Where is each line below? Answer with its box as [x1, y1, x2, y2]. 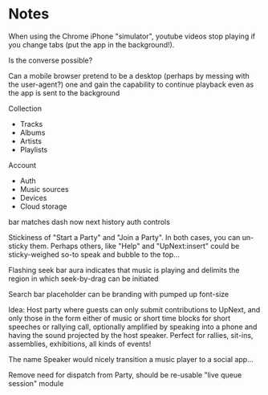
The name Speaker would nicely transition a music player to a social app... [8, 354, 254, 364]
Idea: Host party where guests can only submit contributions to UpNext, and [8, 304, 261, 314]
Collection [8, 104, 43, 113]
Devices [19, 193, 47, 202]
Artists [19, 136, 43, 145]
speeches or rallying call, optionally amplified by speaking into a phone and [8, 322, 258, 332]
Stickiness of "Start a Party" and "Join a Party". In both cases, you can [8, 232, 241, 242]
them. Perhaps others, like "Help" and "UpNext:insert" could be [29, 241, 240, 250]
